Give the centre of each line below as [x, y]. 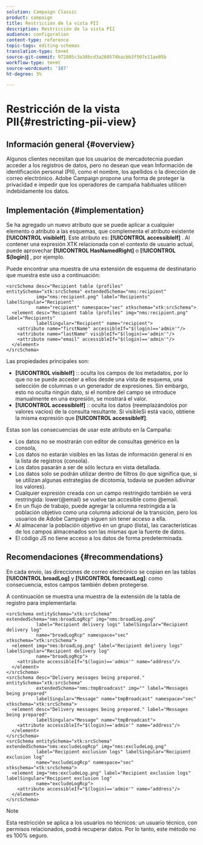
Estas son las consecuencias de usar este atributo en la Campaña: [89, 430]
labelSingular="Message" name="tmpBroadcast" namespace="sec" [116, 699]
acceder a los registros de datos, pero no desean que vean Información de [99, 165]
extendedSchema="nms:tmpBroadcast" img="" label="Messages [112, 688]
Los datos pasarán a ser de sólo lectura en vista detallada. [88, 467]
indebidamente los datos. [38, 191]
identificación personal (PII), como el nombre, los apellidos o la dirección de [101, 172]
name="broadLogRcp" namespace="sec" [82, 635]
